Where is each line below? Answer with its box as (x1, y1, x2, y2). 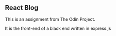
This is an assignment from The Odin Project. (5, 16, 96, 22)
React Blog (5, 4, 39, 12)
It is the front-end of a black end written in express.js (5, 26, 111, 31)
